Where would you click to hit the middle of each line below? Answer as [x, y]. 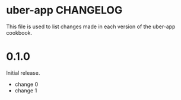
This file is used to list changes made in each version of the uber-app [91, 26]
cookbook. [19, 32]
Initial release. [23, 73]
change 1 [26, 90]
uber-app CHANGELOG [64, 10]
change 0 [26, 84]
